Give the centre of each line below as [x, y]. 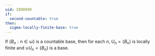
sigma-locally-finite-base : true [44, 28]
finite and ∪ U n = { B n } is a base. [37, 48]
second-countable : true [34, 19]
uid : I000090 [19, 9]
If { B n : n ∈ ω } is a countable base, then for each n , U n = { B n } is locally [77, 42]
